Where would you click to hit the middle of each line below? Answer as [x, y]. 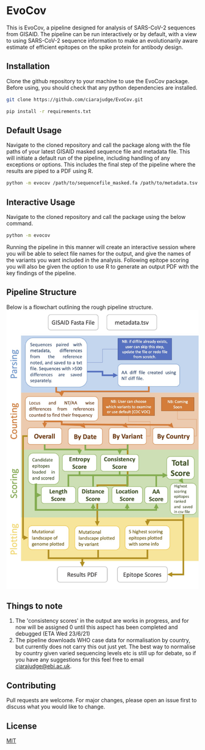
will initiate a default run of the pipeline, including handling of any [88, 158]
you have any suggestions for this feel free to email [80, 660]
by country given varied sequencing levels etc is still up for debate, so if [106, 653]
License [22, 726]
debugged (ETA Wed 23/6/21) [52, 634]
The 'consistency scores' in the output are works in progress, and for [102, 621]
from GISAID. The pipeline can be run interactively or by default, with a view [102, 34]
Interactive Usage [41, 202]
